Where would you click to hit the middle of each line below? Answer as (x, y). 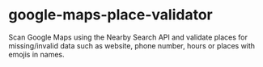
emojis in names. (36, 54)
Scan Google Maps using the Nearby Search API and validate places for (128, 37)
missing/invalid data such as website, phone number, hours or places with (132, 45)
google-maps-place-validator (110, 15)
